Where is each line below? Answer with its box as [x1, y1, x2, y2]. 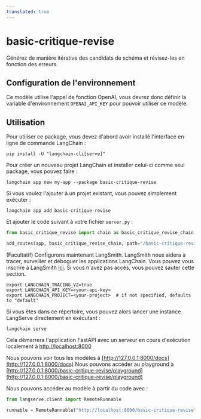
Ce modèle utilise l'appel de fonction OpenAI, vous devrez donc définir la [6, 94, 187, 101]
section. [6, 270, 26, 278]
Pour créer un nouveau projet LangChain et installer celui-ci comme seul [6, 162, 185, 169]
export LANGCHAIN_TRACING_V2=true [6, 282, 93, 288]
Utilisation [6, 117, 45, 127]
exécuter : [6, 196, 31, 204]
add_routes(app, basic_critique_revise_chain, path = [6, 241, 141, 247]
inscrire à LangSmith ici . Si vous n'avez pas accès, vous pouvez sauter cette [6, 264, 194, 271]
